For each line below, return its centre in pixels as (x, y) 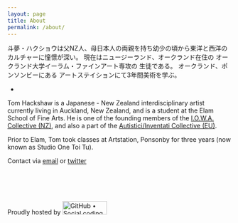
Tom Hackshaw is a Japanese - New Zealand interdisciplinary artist (106, 103)
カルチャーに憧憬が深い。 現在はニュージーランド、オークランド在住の (111, 57)
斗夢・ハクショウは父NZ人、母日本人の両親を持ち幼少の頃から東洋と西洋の (118, 48)
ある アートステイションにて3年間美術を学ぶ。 (113, 75)
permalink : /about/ (36, 27)
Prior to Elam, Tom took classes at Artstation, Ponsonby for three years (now (119, 140)
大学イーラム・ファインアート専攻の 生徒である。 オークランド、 (126, 66)
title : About (27, 21)
